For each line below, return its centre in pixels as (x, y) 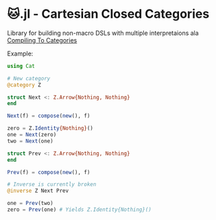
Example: (20, 53)
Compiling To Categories (42, 40)
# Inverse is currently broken (52, 184)
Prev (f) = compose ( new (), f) (49, 172)
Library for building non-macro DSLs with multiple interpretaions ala (103, 33)
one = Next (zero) (32, 135)
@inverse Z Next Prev (38, 191)
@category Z (24, 85)
